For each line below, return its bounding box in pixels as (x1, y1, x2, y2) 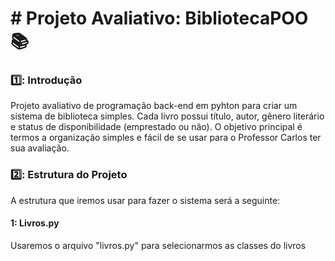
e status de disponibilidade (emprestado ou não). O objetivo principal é (10, 121, 303, 133)
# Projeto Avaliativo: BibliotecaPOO (10, 7, 309, 30)
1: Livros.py (10, 217, 60, 229)
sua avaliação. (10, 142, 70, 154)
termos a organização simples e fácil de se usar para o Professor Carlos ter (10, 132, 322, 144)
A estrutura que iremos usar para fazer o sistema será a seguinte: (10, 194, 281, 206)
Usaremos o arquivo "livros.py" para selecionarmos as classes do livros (10, 239, 307, 251)
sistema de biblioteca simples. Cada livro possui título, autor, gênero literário (10, 110, 325, 122)
